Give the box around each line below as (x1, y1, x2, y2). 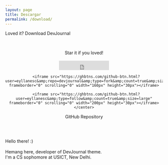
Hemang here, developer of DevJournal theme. (5, 148, 102, 154)
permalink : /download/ (5, 17, 52, 22)
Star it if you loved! (64, 50, 103, 56)
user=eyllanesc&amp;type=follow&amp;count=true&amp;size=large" (15, 96, 152, 101)
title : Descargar (5, 12, 41, 17)
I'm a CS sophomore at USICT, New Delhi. (5, 154, 91, 160)
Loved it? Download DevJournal (5, 31, 71, 37)
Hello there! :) (5, 138, 33, 144)
